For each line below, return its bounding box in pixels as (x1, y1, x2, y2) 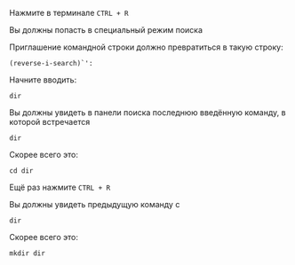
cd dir (9, 167, 34, 175)
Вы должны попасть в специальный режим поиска (9, 25, 203, 35)
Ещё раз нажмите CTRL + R (9, 182, 111, 192)
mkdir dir (9, 249, 46, 258)
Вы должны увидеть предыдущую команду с (9, 199, 180, 209)
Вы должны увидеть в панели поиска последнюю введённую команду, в (9, 107, 286, 118)
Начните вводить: (9, 74, 77, 85)
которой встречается (9, 117, 91, 127)
